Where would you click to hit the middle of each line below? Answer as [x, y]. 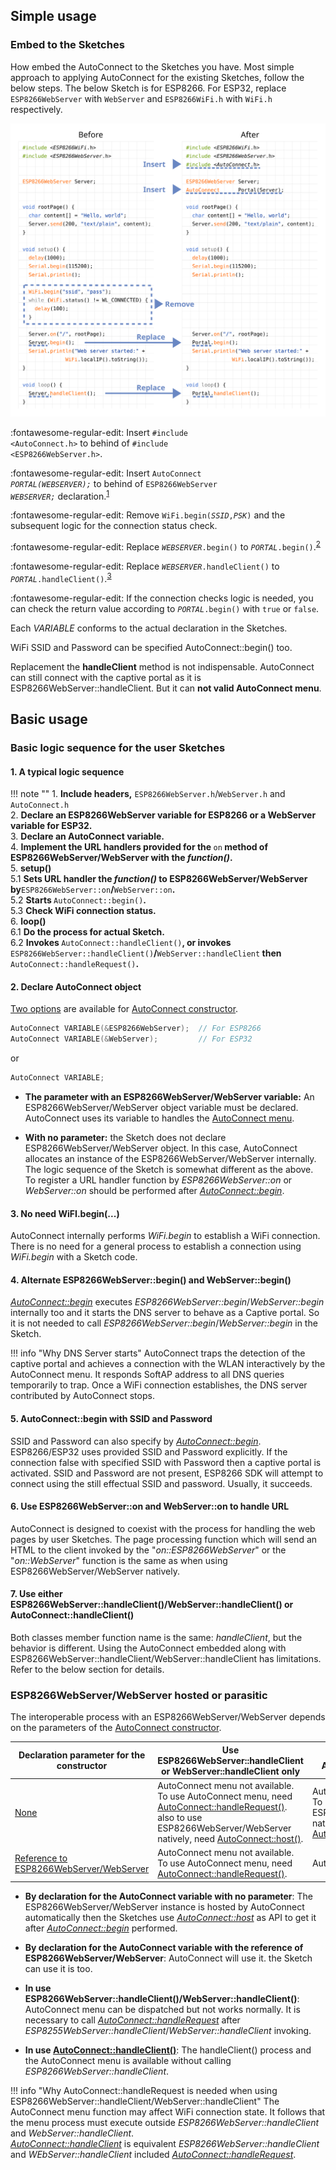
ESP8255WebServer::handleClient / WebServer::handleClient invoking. [168, 2030]
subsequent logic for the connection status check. [114, 526]
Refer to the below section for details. [87, 1670]
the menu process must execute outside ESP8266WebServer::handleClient [165, 2122]
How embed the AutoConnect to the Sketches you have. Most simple [152, 66]
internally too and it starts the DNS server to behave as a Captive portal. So [165, 1313]
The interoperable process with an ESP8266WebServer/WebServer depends [168, 1717]
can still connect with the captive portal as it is [106, 677]
